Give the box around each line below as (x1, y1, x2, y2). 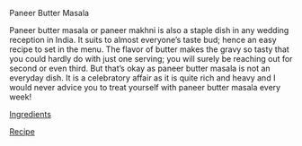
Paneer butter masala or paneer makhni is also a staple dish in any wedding (9, 25, 289, 35)
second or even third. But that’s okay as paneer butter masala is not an (9, 63, 271, 73)
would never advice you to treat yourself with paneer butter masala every (9, 82, 281, 92)
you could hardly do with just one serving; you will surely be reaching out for (9, 54, 293, 64)
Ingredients (9, 109, 52, 119)
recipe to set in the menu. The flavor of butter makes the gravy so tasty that (9, 44, 289, 55)
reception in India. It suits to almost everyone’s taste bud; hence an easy (9, 35, 277, 45)
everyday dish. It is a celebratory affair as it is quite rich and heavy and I (9, 73, 276, 83)
